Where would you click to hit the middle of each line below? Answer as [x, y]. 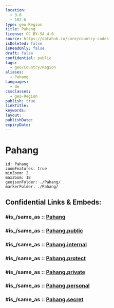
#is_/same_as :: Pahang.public [44, 230]
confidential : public [28, 58]
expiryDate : [18, 125]
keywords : [16, 111]
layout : [14, 115]
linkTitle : [17, 106]
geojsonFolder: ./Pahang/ [33, 182]
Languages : [17, 82]
